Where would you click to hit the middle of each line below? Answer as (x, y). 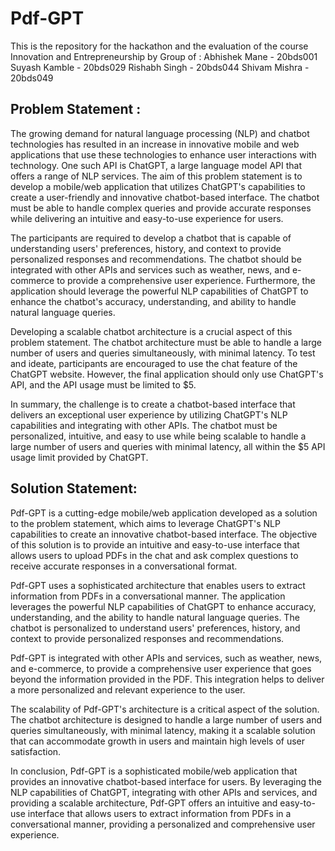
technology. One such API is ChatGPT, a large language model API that (156, 165)
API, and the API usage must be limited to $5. (103, 384)
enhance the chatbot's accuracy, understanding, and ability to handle (153, 301)
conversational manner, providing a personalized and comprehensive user (163, 824)
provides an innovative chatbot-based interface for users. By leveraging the (166, 781)
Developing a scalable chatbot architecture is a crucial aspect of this (151, 331)
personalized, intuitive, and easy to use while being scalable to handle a (158, 436)
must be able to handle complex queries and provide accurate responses (161, 208)
